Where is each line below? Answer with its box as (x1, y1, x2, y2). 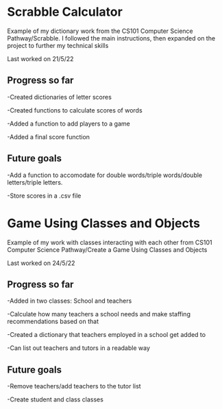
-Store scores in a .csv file (7, 191, 82, 200)
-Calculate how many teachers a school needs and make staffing (7, 310, 190, 318)
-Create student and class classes (7, 395, 104, 404)
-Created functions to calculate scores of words (7, 106, 143, 114)
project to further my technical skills (7, 41, 109, 49)
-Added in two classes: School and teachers (7, 296, 132, 305)
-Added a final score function (7, 132, 90, 141)
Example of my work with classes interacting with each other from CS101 (7, 238, 212, 246)
